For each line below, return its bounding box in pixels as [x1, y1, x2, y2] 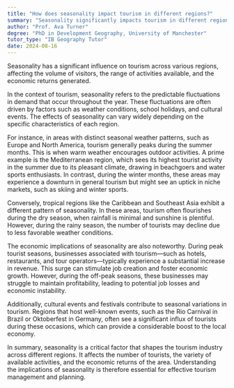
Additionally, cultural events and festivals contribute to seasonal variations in [7, 300, 227, 308]
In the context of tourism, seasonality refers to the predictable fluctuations [7, 90, 221, 98]
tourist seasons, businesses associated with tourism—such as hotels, [7, 249, 207, 258]
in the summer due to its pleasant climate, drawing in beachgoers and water [7, 163, 226, 171]
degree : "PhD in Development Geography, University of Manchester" [7, 29, 208, 37]
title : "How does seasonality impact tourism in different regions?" [7, 10, 214, 17]
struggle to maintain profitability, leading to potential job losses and [7, 279, 200, 287]
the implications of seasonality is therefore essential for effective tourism [7, 366, 217, 373]
